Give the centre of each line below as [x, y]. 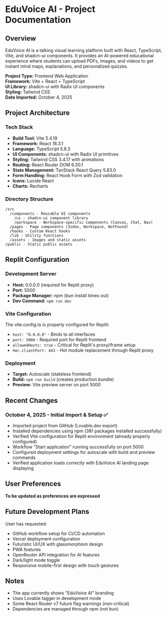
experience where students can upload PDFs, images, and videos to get [79, 61]
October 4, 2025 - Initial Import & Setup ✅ [57, 415]
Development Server [31, 274]
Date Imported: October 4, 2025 [39, 97]
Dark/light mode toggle [36, 560]
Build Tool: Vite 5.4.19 [35, 138]
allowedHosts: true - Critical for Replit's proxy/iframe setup [74, 345]
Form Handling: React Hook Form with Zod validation [67, 175]
